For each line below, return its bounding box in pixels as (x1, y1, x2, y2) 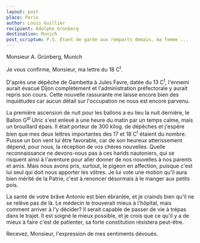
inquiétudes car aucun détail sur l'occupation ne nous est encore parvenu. (6, 97, 190, 105)
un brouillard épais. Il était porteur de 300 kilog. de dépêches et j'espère (6, 122, 184, 130)
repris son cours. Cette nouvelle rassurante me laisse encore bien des (6, 91, 179, 98)
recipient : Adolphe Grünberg (6, 25, 79, 32)
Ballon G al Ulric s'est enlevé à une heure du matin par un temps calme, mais (6, 115, 193, 124)
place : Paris (6, 14, 39, 20)
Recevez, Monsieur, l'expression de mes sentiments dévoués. (6, 230, 159, 237)
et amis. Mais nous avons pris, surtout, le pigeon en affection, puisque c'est (6, 162, 193, 169)
